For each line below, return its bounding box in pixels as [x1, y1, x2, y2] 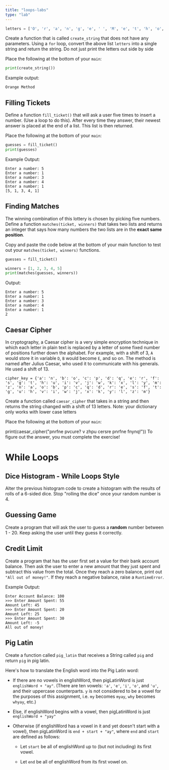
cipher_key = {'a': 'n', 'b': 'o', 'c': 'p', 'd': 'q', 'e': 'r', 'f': [5, 376, 159, 381]
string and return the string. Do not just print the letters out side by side [5, 46, 154, 52]
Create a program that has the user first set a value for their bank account [5, 558, 159, 564]
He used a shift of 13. [5, 366, 50, 372]
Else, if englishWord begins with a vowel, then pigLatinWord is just [12, 709, 151, 715]
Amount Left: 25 [5, 611, 39, 617]
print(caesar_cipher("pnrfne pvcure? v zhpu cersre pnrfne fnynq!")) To [5, 428, 153, 434]
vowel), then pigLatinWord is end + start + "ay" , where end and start [12, 728, 159, 734]
